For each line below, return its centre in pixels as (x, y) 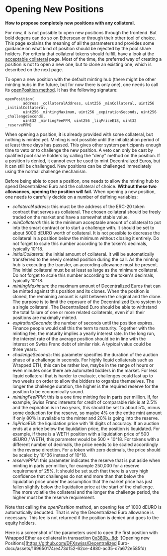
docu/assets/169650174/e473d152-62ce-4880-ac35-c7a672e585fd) (76, 548)
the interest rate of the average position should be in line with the (79, 338)
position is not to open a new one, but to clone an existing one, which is (78, 64)
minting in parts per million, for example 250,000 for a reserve (76, 465)
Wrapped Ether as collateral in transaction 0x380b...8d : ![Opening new (78, 538)
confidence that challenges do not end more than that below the (78, 476)
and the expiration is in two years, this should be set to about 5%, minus (86, 407)
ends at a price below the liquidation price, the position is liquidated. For (86, 429)
